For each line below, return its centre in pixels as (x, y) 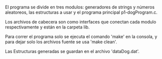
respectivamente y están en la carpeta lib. (47, 27)
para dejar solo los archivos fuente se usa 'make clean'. (61, 42)
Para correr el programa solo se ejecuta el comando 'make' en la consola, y (81, 37)
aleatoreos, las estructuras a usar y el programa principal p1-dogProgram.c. (81, 12)
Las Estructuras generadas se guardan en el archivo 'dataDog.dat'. (72, 51)
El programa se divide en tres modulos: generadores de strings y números (80, 7)
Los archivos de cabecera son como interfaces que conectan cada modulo (81, 22)
